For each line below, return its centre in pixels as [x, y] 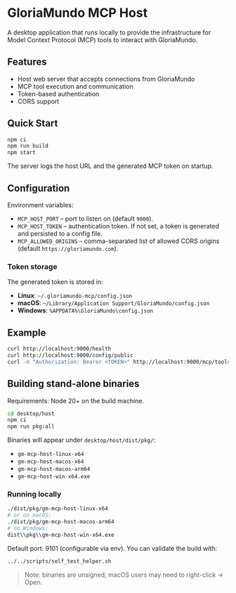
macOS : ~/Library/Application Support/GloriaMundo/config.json [113, 303]
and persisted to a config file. [60, 234]
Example [27, 333]
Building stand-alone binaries [73, 384]
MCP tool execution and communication [75, 86]
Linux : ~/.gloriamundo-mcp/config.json [74, 296]
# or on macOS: [29, 515]
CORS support [38, 101]
